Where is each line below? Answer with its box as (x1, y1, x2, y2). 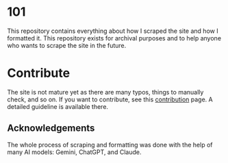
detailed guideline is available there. (7, 102, 108, 110)
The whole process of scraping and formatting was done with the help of (7, 140, 213, 149)
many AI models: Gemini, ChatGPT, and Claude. (7, 148, 142, 156)
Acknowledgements (7, 123, 95, 134)
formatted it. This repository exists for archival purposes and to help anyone (7, 34, 221, 42)
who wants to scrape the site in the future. (7, 41, 127, 49)
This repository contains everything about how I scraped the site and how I (7, 27, 218, 35)
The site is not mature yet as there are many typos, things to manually (7, 88, 204, 96)
